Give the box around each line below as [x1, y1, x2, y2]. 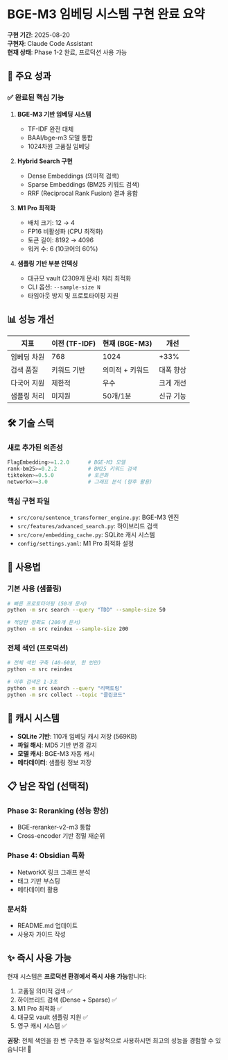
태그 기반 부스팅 [17, 876, 60, 885]
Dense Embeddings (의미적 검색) [27, 171, 120, 180]
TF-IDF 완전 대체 [27, 124, 74, 133]
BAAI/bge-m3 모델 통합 [27, 133, 94, 142]
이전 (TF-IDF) [51, 339, 96, 348]
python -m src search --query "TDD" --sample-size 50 [7, 607, 166, 614]
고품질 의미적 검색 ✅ [17, 986, 73, 995]
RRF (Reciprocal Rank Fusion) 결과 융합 [27, 189, 139, 197]
